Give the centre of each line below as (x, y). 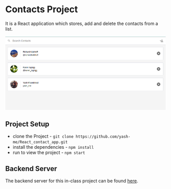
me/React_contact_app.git (40, 142)
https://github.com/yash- (103, 137)
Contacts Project (41, 9)
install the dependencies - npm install (53, 147)
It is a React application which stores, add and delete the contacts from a (82, 23)
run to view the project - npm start (49, 153)
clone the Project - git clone (43, 137)
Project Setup (27, 124)
